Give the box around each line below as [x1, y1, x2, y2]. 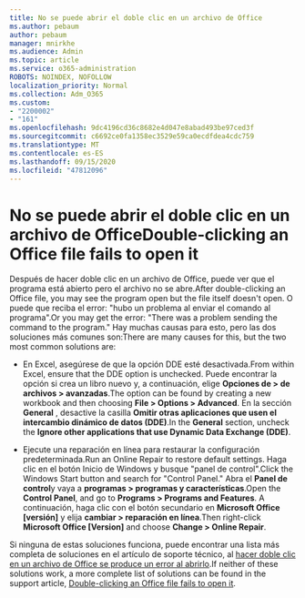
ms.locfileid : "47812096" [9, 166, 107, 175]
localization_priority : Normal [9, 81, 128, 90]
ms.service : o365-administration [9, 65, 137, 74]
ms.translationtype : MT [9, 140, 100, 149]
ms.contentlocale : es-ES [9, 148, 104, 157]
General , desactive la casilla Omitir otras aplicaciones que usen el [22, 407, 278, 419]
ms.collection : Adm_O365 [9, 89, 104, 98]
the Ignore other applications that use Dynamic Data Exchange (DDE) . [22, 427, 291, 438]
